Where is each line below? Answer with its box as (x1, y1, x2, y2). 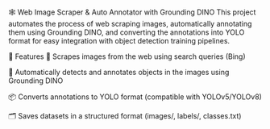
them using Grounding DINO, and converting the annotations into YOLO (8, 27, 245, 37)
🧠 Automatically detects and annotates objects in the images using (8, 68, 230, 77)
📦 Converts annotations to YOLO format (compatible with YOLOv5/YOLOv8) (8, 92, 262, 102)
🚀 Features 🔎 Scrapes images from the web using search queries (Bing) (8, 52, 246, 61)
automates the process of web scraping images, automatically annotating (8, 19, 252, 28)
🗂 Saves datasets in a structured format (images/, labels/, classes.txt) (8, 111, 242, 120)
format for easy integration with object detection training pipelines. (8, 36, 231, 45)
